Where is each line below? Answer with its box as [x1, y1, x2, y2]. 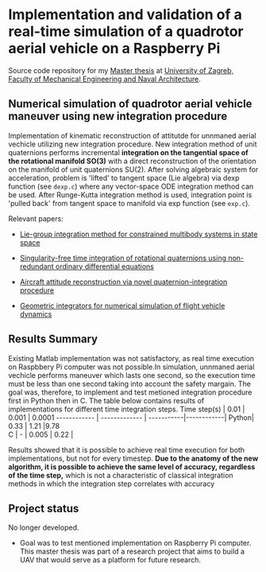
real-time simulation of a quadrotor [8, 22, 244, 41]
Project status [8, 501, 79, 515]
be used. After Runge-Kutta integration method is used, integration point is [8, 189, 253, 200]
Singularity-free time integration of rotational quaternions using [19, 253, 226, 263]
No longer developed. [8, 523, 79, 532]
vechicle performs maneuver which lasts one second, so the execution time [8, 370, 256, 379]
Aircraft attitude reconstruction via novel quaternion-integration [19, 277, 228, 286]
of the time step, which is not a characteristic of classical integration [8, 470, 233, 480]
